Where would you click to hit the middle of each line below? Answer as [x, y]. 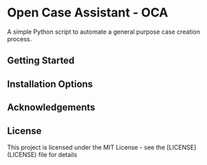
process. [20, 38]
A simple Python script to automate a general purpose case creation [104, 32]
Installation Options [50, 84]
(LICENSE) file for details [42, 154]
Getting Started [41, 61]
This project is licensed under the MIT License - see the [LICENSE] [102, 147]
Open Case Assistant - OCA [88, 13]
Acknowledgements [51, 108]
